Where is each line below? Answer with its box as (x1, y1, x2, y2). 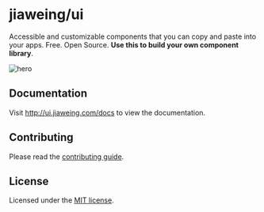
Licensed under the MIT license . (9, 195, 114, 205)
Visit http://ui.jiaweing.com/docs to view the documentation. (9, 108, 205, 117)
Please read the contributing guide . (9, 152, 124, 161)
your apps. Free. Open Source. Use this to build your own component (9, 40, 239, 49)
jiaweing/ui (9, 6, 84, 24)
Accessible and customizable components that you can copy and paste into (9, 32, 257, 41)
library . (9, 48, 34, 58)
